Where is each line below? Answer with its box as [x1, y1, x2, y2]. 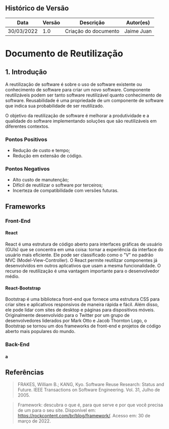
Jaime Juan [124, 27, 152, 34]
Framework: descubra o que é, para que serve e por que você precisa [17, 402, 163, 408]
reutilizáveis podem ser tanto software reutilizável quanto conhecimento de [5, 92, 162, 98]
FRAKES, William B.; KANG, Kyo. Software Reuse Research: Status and [17, 382, 164, 388]
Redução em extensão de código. [12, 153, 83, 159]
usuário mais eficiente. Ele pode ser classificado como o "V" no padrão [5, 252, 154, 258]
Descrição [80, 19, 105, 26]
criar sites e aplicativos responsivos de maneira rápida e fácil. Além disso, [5, 302, 159, 308]
